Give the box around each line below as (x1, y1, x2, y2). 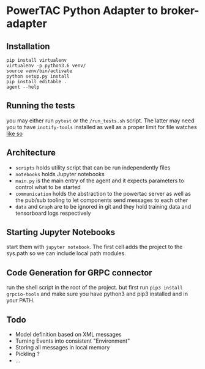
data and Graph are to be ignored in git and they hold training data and (15, 203, 192, 210)
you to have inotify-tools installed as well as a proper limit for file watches (6, 123, 197, 130)
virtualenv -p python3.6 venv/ (6, 62, 86, 69)
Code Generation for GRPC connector (6, 267, 152, 278)
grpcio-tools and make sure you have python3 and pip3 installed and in (6, 290, 188, 297)
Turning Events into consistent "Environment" (15, 337, 130, 345)
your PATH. (6, 297, 35, 304)
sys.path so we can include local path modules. (6, 250, 127, 257)
